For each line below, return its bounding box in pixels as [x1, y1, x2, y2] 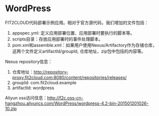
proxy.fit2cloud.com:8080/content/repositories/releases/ [12, 74, 127, 80]
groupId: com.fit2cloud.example [12, 79, 77, 85]
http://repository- [33, 69, 68, 75]
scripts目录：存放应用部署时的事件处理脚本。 [12, 36, 103, 42]
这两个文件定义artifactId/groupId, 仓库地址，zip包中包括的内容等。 [12, 48, 146, 54]
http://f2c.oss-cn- [47, 95, 84, 100]
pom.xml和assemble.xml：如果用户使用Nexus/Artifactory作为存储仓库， [12, 42, 157, 48]
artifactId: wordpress [12, 85, 55, 91]
